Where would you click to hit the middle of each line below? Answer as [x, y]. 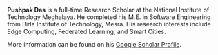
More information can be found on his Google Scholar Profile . [94, 44]
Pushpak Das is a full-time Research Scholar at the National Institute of [108, 10]
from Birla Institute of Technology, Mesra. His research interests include [109, 24]
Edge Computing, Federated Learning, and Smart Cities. [87, 31]
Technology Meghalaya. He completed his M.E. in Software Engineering [109, 17]
